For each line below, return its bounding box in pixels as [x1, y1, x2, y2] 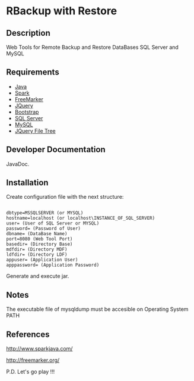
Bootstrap [14, 108, 39, 115]
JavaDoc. [6, 160, 30, 167]
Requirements [6, 67, 59, 77]
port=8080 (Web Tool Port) [6, 236, 73, 242]
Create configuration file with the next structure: [6, 193, 124, 201]
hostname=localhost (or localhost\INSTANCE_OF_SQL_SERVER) [6, 216, 155, 221]
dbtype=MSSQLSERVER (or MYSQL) [6, 210, 84, 216]
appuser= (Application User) [6, 257, 78, 263]
